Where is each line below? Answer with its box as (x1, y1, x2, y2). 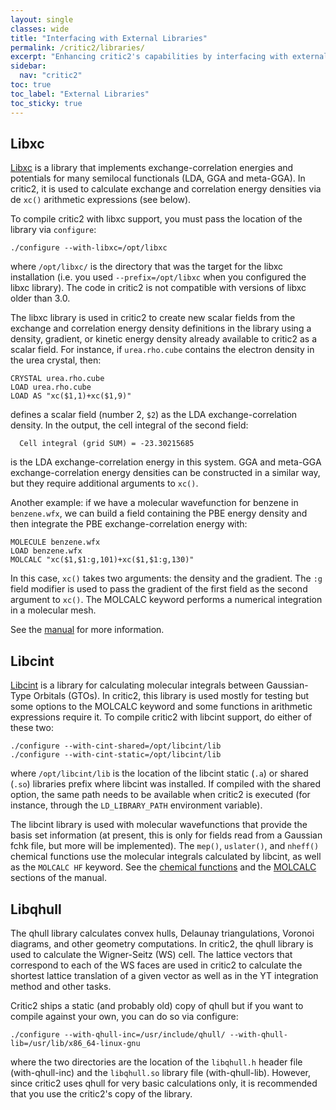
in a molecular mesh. (10, 604, 97, 616)
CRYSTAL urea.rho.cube (10, 374, 105, 384)
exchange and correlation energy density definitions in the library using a (10, 322, 312, 335)
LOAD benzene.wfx (10, 546, 83, 556)
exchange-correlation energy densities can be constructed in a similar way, (10, 467, 321, 479)
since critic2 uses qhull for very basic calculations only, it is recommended (10, 1077, 318, 1089)
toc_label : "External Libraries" (10, 89, 150, 99)
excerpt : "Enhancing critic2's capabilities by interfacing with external (10, 52, 329, 62)
